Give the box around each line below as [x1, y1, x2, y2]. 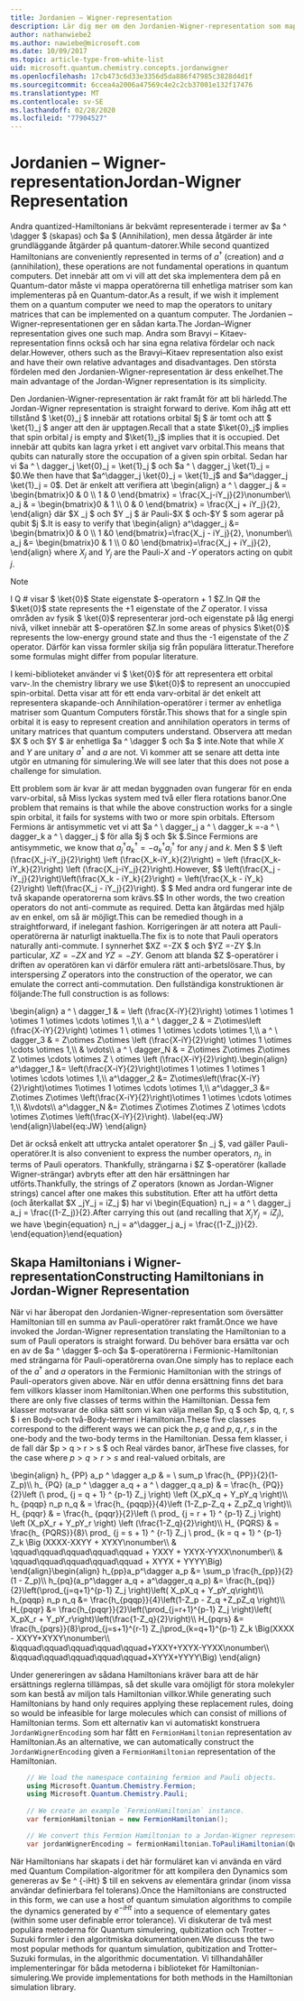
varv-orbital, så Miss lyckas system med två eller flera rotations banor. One [10, 793, 287, 804]
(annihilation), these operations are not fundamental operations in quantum [10, 261, 290, 272]
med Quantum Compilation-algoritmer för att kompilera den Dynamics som [10, 1865, 288, 1877]
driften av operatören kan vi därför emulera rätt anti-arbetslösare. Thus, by [10, 959, 286, 970]
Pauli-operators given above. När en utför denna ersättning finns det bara [10, 1375, 283, 1386]
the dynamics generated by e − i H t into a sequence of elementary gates [10, 1904, 271, 1916]
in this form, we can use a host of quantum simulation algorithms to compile [10, 1894, 292, 1904]
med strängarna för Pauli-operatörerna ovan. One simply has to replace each [10, 1355, 294, 1366]
